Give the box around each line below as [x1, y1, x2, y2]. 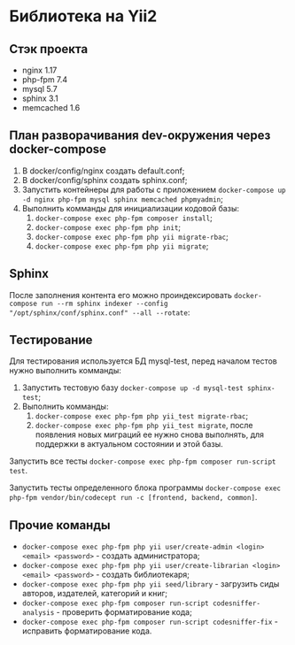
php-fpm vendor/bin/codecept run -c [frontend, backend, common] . [9, 492, 258, 503]
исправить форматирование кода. [21, 626, 152, 636]
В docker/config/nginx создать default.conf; [21, 165, 185, 176]
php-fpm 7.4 [21, 74, 68, 85]
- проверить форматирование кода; [56, 607, 192, 618]
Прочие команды [9, 518, 111, 533]
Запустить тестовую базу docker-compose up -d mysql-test [21, 382, 244, 393]
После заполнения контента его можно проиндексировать [9, 289, 233, 300]
